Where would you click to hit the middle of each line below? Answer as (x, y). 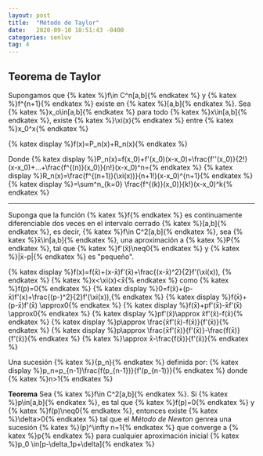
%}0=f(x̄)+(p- (171, 288)
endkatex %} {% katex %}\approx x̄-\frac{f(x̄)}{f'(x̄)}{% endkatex (144, 338)
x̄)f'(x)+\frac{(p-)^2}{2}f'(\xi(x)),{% (65, 297)
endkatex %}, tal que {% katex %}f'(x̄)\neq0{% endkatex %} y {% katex (124, 248)
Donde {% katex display (47, 159)
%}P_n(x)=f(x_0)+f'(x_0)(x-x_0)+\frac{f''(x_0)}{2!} (168, 159)
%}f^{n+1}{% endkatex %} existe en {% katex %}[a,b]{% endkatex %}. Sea (130, 104)
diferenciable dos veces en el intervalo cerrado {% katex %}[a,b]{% (117, 223)
